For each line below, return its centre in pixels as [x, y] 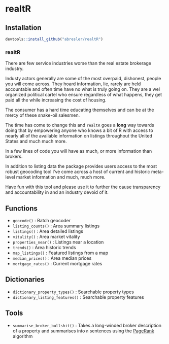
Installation [23, 28]
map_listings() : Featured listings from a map [60, 253]
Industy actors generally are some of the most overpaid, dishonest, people [83, 79]
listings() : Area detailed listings [48, 231]
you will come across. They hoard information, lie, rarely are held [73, 84]
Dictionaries [25, 280]
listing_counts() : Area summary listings [56, 226]
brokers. [14, 157]
